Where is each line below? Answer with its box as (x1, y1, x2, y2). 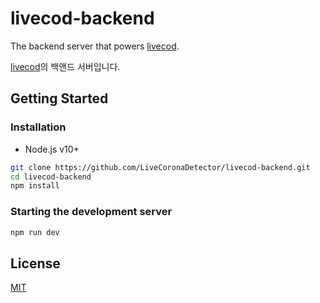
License (10, 255, 61, 272)
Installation (10, 120, 67, 134)
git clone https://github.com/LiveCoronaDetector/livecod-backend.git (10, 162, 311, 172)
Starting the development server (10, 205, 173, 219)
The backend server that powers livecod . (10, 40, 180, 52)
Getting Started (10, 90, 109, 107)
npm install (10, 181, 60, 191)
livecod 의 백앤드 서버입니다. (10, 60, 121, 72)
